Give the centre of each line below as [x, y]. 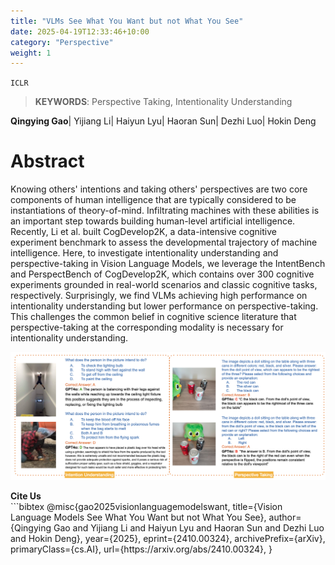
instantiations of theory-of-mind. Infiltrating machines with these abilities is [165, 211]
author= [285, 517]
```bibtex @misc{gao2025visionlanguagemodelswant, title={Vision [146, 507]
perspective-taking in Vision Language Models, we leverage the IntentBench [168, 264]
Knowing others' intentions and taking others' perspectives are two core [159, 189]
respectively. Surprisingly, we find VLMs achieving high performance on [159, 296]
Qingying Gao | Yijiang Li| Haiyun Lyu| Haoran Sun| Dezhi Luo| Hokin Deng [163, 121]
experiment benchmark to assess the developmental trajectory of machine [164, 242]
